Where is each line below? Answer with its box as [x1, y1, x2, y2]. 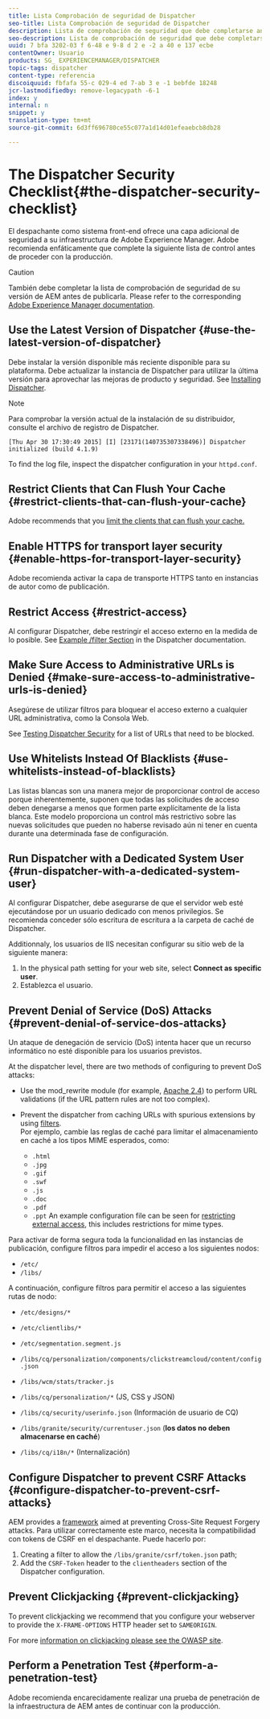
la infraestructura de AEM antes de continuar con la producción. [8, 1701, 221, 1711]
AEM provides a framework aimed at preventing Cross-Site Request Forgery [8, 1517, 260, 1526]
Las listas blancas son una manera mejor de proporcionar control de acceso [8, 786, 260, 795]
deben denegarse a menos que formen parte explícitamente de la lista [8, 802, 241, 812]
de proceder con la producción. [8, 251, 113, 261]
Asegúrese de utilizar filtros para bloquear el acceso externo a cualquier [8, 704, 247, 714]
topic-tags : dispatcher [8, 64, 88, 72]
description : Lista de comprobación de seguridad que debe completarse [8, 27, 253, 35]
